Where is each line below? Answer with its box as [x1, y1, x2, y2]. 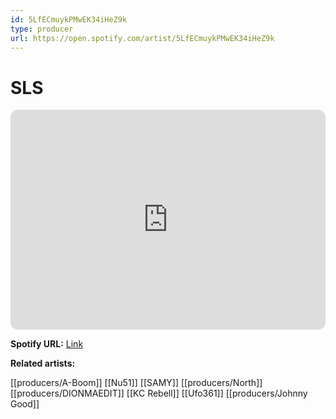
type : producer [10, 24, 74, 34]
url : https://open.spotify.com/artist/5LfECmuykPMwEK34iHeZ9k [10, 33, 275, 43]
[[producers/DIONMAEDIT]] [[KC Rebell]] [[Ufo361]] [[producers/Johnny [10, 387, 308, 400]
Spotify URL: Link [10, 338, 84, 350]
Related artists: [10, 357, 76, 370]
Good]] [10, 398, 40, 410]
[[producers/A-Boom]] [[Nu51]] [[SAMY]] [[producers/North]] [10, 377, 263, 389]
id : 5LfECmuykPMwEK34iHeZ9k [10, 14, 128, 25]
